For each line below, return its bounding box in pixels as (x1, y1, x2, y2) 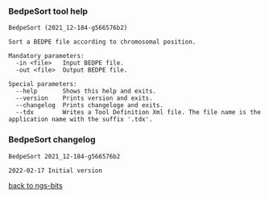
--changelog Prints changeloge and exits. (15, 101, 163, 109)
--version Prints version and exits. (15, 94, 153, 102)
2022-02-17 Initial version (8, 167, 103, 175)
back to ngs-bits (8, 180, 63, 190)
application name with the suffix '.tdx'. (8, 115, 153, 124)
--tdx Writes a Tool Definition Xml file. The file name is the (15, 109, 262, 117)
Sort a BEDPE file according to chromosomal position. (8, 38, 197, 46)
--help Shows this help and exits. (15, 87, 157, 96)
